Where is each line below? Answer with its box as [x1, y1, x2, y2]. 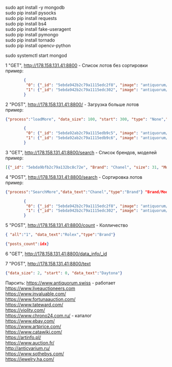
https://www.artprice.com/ [5, 323, 61, 330]
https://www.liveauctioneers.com [5, 285, 76, 291]
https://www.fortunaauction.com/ [5, 296, 76, 302]
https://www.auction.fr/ [5, 339, 55, 345]
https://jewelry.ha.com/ [5, 356, 55, 362]
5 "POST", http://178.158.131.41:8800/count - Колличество [5, 222, 128, 229]
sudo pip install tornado [5, 37, 55, 43]
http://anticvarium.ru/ [5, 345, 50, 351]
